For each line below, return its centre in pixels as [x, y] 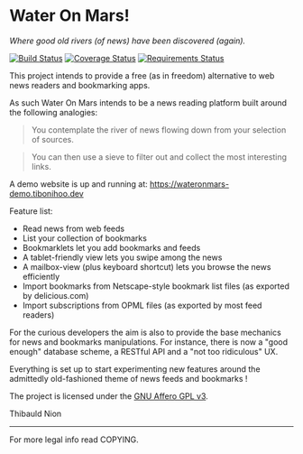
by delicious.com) [55, 295]
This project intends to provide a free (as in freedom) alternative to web [142, 75]
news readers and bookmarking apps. [80, 85]
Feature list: [31, 211]
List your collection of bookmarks [84, 238]
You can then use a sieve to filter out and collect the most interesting [159, 157]
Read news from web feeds [73, 228]
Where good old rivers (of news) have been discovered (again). [128, 41]
